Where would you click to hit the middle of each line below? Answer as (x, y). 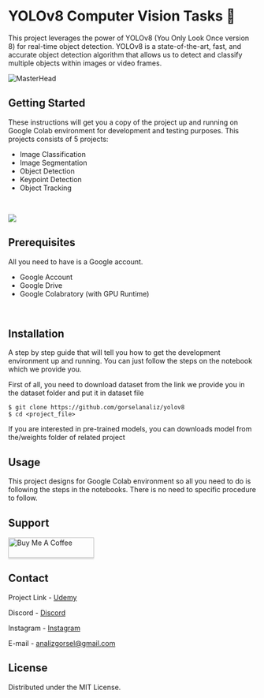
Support (29, 523)
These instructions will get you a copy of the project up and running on (123, 122)
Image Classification (53, 154)
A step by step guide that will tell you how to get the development (114, 353)
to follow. (23, 498)
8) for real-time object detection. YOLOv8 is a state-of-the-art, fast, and (125, 46)
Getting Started (47, 103)
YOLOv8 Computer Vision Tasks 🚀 (122, 16)
